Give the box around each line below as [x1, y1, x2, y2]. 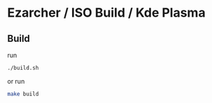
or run [7, 77, 25, 85]
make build [7, 90, 39, 97]
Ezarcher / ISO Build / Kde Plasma [7, 5, 206, 21]
